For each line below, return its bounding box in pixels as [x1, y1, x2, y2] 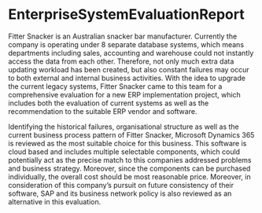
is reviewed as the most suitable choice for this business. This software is [8, 138, 247, 148]
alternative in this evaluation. [8, 196, 101, 206]
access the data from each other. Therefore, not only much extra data [8, 57, 234, 66]
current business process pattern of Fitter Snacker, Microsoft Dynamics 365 [8, 130, 255, 139]
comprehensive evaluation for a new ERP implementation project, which [8, 90, 242, 99]
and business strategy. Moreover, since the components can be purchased [8, 163, 251, 173]
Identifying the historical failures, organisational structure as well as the [8, 122, 240, 131]
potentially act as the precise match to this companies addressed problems [8, 155, 252, 164]
